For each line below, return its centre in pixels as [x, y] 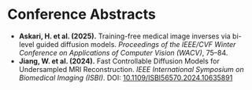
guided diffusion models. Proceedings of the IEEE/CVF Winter [136, 44]
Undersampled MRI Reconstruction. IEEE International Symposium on [132, 69]
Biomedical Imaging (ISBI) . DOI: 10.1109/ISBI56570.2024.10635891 [126, 77]
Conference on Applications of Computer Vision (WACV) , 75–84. [123, 52]
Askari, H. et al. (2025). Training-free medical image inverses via [125, 36]
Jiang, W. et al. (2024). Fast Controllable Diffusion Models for [119, 61]
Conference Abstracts [82, 14]
